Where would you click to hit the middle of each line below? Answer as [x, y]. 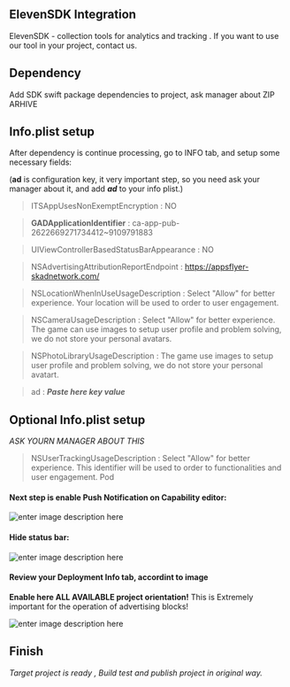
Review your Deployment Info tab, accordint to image [109, 577]
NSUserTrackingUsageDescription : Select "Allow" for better [140, 459]
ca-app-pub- [156, 223]
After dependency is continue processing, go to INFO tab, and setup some [145, 153]
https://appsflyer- [217, 267]
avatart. [45, 374]
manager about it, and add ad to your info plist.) [96, 189]
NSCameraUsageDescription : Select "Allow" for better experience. [153, 320]
